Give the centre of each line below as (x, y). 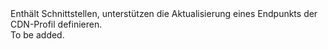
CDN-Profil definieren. (56, 24)
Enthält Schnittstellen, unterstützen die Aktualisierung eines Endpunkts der (164, 13)
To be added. (37, 35)
